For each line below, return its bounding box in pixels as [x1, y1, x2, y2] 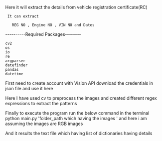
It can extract [7, 14, 39, 19]
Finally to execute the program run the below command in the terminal [5, 110, 150, 116]
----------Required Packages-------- [5, 31, 81, 37]
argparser [5, 58, 26, 63]
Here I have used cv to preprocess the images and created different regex [5, 95, 157, 101]
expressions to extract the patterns [5, 101, 77, 106]
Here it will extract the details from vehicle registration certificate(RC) [5, 4, 148, 10]
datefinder [5, 63, 28, 68]
